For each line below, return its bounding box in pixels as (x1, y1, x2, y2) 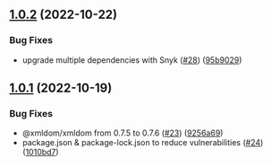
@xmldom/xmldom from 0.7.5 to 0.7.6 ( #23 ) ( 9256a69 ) (21, 127, 224, 138)
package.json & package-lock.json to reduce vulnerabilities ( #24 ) (21, 137, 264, 148)
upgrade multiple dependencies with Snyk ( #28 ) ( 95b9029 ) (21, 54, 242, 66)
